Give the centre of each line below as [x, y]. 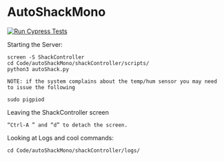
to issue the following [41, 87]
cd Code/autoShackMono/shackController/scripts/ [78, 63]
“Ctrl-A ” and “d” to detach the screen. [68, 125]
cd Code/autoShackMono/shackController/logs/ [73, 150]
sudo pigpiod [26, 100]
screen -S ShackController [46, 57]
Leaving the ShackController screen [58, 112]
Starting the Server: [35, 44]
